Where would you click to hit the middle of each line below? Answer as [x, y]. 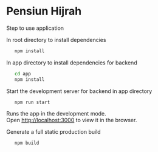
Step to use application [35, 28]
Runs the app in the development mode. [56, 114]
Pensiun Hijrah [44, 11]
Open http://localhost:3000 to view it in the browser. [72, 120]
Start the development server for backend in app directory [79, 91]
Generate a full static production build [54, 132]
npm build [27, 143]
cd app [23, 74]
